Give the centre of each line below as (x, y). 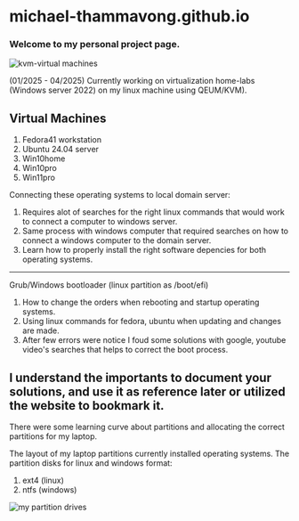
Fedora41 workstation (62, 140)
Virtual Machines (58, 118)
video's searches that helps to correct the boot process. (125, 350)
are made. (40, 330)
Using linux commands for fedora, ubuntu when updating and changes (152, 322)
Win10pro (40, 168)
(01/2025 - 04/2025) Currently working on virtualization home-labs (132, 81)
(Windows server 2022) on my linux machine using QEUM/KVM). (128, 90)
